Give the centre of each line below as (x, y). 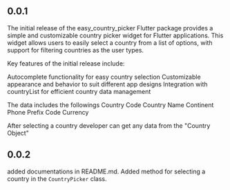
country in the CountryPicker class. (57, 178)
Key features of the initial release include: (66, 63)
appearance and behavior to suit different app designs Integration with (107, 84)
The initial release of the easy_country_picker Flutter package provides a (110, 28)
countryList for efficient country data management (79, 91)
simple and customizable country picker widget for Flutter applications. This (115, 35)
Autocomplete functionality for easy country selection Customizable (104, 77)
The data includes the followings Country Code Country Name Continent (111, 105)
